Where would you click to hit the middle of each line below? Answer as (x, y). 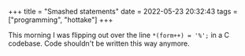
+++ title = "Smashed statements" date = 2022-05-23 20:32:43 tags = (123, 11)
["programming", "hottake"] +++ (61, 20)
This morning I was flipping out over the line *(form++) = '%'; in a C (119, 35)
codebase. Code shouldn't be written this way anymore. (99, 43)
